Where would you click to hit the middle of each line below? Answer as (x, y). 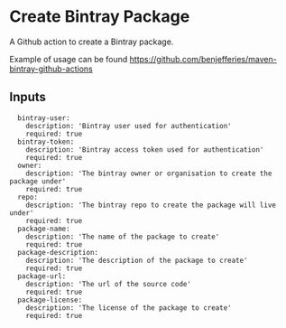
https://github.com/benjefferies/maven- (203, 59)
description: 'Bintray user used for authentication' (129, 126)
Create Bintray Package (100, 17)
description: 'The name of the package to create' (123, 237)
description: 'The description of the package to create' (137, 260)
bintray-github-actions (51, 69)
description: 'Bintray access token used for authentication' (145, 150)
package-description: (58, 252)
